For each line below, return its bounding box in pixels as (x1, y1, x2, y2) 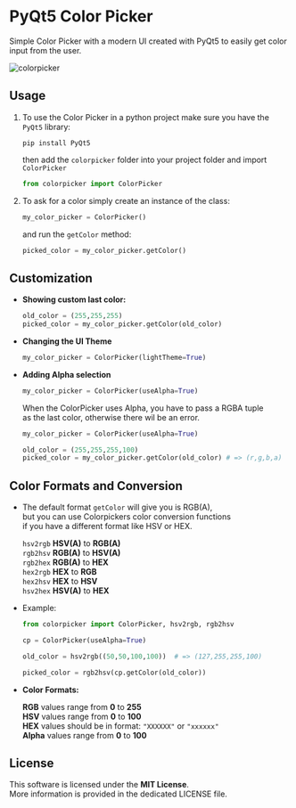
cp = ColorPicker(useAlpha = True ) (21, 636, 147, 645)
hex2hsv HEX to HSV (21, 576, 98, 587)
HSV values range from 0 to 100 (21, 711, 142, 722)
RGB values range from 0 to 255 (21, 701, 142, 712)
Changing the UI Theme (21, 336, 112, 347)
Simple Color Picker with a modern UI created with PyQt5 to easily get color (9, 36, 288, 46)
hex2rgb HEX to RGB (21, 567, 97, 577)
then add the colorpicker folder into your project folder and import (21, 154, 267, 165)
